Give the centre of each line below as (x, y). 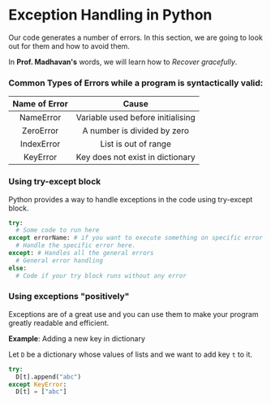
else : (17, 268)
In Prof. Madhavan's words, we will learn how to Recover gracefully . (123, 62)
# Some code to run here (58, 230)
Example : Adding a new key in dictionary (77, 338)
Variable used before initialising (136, 118)
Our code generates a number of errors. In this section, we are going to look (136, 37)
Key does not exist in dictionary (136, 158)
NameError (40, 118)
